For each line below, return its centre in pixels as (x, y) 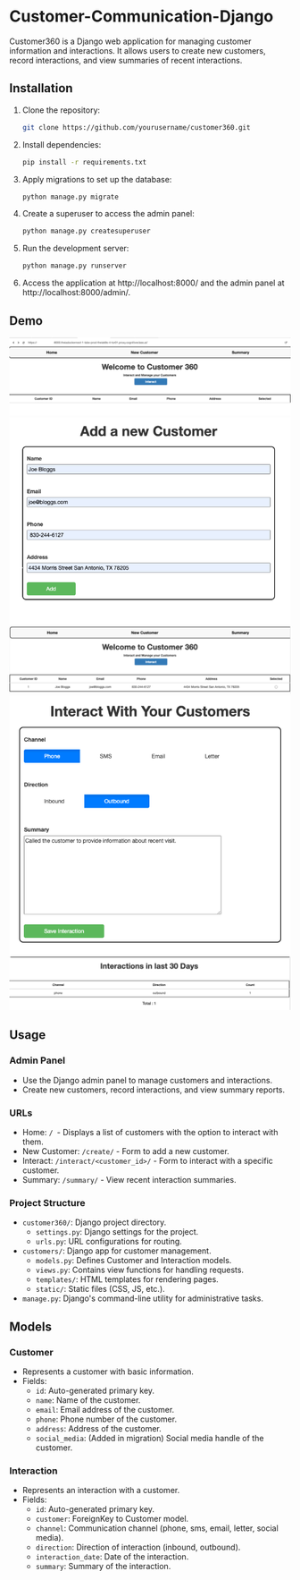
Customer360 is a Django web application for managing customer (130, 41)
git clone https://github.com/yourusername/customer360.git (136, 127)
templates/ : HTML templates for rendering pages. (127, 1279)
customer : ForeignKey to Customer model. (112, 1519)
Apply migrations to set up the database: (97, 179)
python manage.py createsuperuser (86, 231)
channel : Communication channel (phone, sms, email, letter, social (157, 1528)
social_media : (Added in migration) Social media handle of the (150, 1438)
